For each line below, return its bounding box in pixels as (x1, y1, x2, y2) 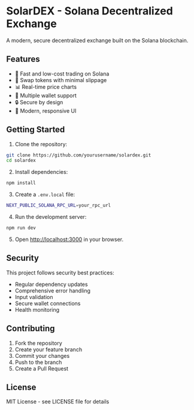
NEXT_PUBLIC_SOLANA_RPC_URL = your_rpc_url (6, 203, 111, 209)
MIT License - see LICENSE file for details (6, 398, 110, 405)
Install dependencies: (14, 168, 68, 176)
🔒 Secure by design (14, 98, 63, 105)
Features (6, 54, 40, 64)
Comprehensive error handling (14, 287, 91, 294)
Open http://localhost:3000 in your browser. (14, 236, 124, 243)
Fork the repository (14, 339, 63, 346)
